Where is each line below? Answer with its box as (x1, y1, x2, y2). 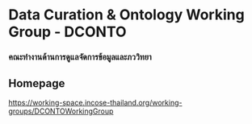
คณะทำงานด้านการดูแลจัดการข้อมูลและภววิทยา (8, 52, 152, 63)
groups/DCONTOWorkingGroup (8, 106, 114, 116)
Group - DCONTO (8, 23, 127, 41)
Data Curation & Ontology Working (8, 6, 245, 24)
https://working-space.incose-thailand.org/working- (8, 97, 183, 107)
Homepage (8, 76, 65, 90)
